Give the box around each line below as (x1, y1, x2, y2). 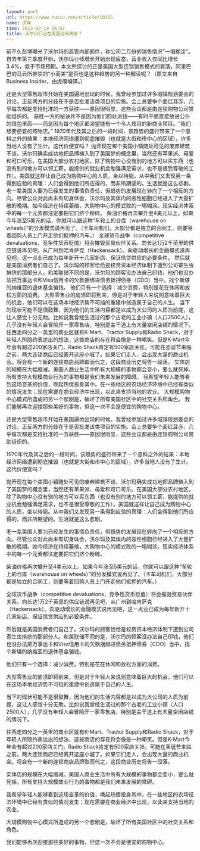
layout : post (6, 8, 39, 15)
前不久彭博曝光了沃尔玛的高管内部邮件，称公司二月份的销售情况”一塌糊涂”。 (6, 48, 193, 55)
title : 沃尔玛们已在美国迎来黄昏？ (6, 31, 83, 37)
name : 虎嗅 (6, 20, 32, 26)
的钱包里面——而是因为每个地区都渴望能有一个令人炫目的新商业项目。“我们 (6, 120, 192, 127)
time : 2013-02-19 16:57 (6, 25, 65, 32)
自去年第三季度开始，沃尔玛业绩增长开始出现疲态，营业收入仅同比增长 (6, 55, 179, 63)
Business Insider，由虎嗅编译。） (6, 78, 86, 85)
